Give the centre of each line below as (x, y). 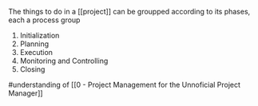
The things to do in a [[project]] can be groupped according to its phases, (129, 12)
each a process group (44, 20)
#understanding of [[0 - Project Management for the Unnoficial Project (125, 84)
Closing (32, 69)
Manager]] (26, 93)
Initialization (40, 35)
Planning (34, 44)
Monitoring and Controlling (64, 61)
